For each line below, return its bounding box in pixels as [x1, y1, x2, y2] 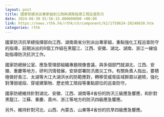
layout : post [5, 7, 32, 12]
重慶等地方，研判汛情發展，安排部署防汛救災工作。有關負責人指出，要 [13, 68, 155, 74]
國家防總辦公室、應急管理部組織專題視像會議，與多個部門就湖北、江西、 [5, 62, 150, 68]
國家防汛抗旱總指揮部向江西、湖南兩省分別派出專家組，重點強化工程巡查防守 [5, 39, 159, 45]
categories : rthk [5, 25, 41, 30]
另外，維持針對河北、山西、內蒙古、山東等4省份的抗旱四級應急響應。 [5, 107, 145, 113]
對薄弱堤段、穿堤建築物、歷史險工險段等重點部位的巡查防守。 [5, 80, 129, 86]
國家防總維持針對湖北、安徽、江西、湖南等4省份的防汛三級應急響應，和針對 [5, 91, 158, 97]
